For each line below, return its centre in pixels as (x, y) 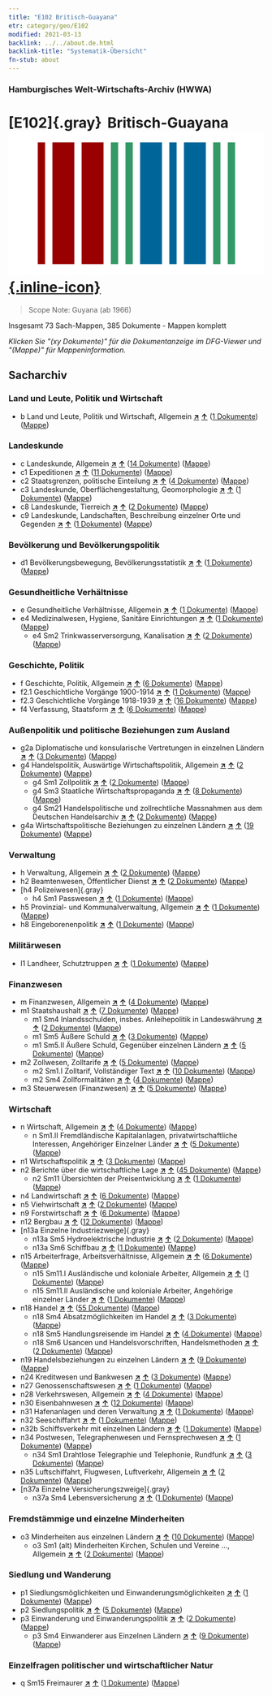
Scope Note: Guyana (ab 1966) (80, 309)
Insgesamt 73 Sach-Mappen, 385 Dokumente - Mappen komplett (118, 326)
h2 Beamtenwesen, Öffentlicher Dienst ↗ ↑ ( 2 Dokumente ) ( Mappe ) (134, 882)
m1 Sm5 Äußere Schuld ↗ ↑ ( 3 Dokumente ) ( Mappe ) (120, 1036)
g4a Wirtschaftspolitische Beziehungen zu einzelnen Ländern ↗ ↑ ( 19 (137, 826)
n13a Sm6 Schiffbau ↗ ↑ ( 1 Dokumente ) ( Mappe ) (114, 1248)
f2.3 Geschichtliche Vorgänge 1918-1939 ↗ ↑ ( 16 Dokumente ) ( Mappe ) (138, 700)
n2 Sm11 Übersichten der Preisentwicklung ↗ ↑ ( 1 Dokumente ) (137, 1179)
